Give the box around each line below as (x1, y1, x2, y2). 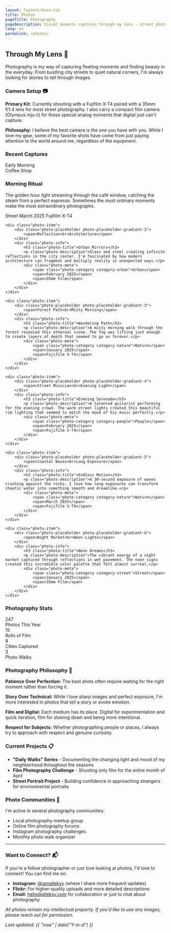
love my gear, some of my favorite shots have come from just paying (5, 133, 149, 139)
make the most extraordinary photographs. (5, 202, 95, 209)
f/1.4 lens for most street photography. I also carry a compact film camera (5, 107, 160, 113)
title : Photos (5, 12, 36, 17)
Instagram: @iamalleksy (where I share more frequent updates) (12, 880, 147, 887)
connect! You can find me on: (5, 870, 67, 877)
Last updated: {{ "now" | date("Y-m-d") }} (5, 922, 93, 928)
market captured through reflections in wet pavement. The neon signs (5, 557, 158, 562)
